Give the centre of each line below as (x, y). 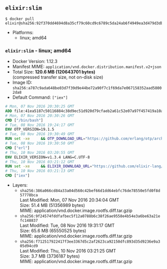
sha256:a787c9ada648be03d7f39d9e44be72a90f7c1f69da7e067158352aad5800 (87, 88)
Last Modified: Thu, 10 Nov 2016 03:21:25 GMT (68, 251)
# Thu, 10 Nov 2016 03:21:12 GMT (40, 162)
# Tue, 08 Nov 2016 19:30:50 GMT (40, 143)
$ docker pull (20, 19)
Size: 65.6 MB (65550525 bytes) (53, 231)
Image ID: (22, 82)
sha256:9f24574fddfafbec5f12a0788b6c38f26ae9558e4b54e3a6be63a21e (90, 216)
